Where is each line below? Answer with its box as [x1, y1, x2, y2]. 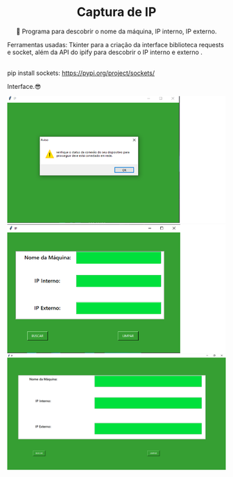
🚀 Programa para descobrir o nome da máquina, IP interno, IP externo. [16, 27, 217, 35]
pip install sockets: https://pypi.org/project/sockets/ [7, 69, 155, 77]
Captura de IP [76, 4, 157, 20]
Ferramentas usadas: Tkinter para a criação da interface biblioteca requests [7, 40, 224, 49]
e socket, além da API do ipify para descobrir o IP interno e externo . [7, 48, 203, 56]
